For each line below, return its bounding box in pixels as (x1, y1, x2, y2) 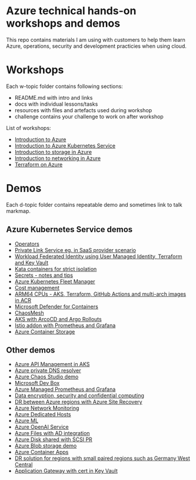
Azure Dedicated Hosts (14, 411, 71, 418)
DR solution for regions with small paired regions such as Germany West (14, 455, 190, 462)
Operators (14, 240, 39, 247)
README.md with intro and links (14, 94, 93, 101)
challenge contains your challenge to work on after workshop (14, 113, 164, 120)
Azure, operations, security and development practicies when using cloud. (6, 43, 187, 50)
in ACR (14, 296, 31, 303)
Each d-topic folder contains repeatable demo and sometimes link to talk (6, 201, 182, 208)
